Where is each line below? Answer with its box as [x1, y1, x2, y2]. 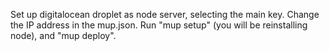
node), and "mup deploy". [10, 30, 117, 41]
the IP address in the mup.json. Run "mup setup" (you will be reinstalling [10, 19, 308, 31]
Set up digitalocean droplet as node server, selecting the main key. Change [10, 9, 320, 20]
